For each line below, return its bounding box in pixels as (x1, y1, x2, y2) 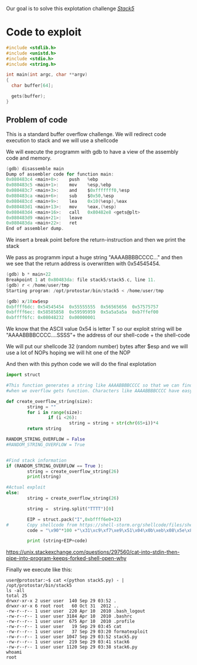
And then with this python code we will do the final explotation (6, 361, 157, 368)
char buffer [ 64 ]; (11, 83, 54, 89)
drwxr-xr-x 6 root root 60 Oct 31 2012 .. (6, 603, 119, 609)
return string (27, 426, 62, 432)
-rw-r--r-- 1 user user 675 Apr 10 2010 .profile (6, 619, 135, 625)
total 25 (6, 593, 28, 599)
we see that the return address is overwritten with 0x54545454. (6, 260, 161, 267)
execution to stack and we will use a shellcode (6, 137, 118, 144)
